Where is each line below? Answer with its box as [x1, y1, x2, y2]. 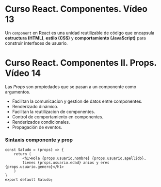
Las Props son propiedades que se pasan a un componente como [5, 84, 137, 90]
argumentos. [5, 89, 31, 94]
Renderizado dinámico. [12, 103, 59, 109]
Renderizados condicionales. [12, 119, 70, 125]
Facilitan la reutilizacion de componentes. [12, 109, 96, 114]
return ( [14, 152, 32, 157]
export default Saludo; [5, 177, 53, 182]
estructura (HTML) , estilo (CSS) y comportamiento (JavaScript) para [5, 35, 146, 41]
